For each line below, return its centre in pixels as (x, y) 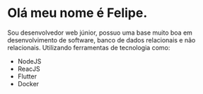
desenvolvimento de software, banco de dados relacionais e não (101, 40)
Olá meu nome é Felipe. (77, 13)
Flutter (27, 76)
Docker (28, 83)
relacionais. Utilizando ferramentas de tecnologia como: (89, 47)
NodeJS (29, 61)
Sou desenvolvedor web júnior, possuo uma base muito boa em (100, 33)
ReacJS (29, 69)
